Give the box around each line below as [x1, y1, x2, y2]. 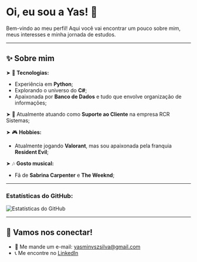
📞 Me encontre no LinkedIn [14, 249, 79, 256]
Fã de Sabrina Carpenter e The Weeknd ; [14, 172, 115, 179]
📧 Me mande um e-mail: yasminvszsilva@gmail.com [14, 243, 141, 250]
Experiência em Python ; [14, 80, 73, 88]
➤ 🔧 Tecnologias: [6, 69, 49, 76]
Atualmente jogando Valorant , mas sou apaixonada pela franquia [14, 142, 172, 149]
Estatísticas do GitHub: [6, 192, 73, 200]
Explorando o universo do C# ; [14, 86, 87, 93]
